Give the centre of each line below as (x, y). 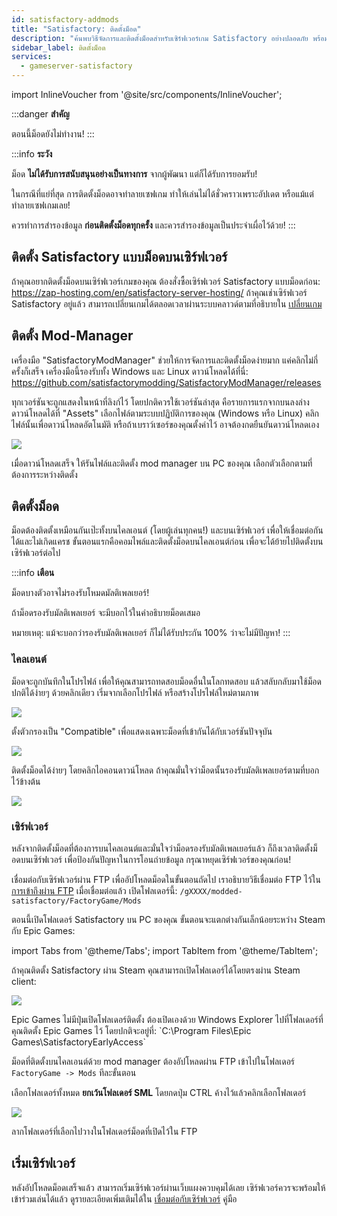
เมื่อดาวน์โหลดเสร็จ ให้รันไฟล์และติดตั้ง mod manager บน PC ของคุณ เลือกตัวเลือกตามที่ (162, 463)
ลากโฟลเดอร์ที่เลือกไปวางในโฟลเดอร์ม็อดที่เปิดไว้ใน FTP (104, 1132)
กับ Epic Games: (43, 931)
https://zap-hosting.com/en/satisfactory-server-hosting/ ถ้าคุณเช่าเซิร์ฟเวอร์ (159, 292)
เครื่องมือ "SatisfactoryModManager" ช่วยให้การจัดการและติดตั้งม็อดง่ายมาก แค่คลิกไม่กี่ (165, 360)
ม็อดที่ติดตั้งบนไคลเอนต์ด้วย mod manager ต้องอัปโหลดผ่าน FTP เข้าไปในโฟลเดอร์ (153, 1062)
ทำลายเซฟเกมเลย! (41, 205)
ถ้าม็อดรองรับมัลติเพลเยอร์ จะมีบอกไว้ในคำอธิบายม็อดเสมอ (106, 613)
